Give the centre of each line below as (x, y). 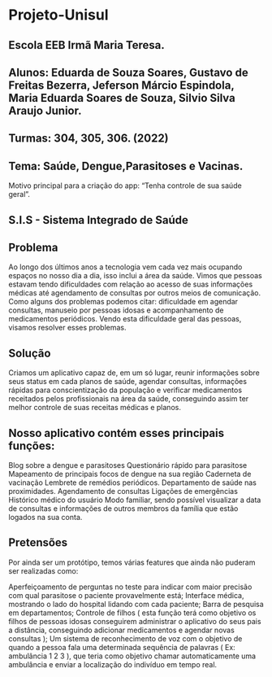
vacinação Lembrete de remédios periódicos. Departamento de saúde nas (133, 483)
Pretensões (38, 543)
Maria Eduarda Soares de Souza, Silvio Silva (122, 98)
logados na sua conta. (45, 517)
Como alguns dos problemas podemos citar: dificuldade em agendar (123, 302)
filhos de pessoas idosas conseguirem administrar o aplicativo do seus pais (135, 621)
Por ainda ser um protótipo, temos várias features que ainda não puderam (132, 562)
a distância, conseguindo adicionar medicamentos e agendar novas (122, 630)
